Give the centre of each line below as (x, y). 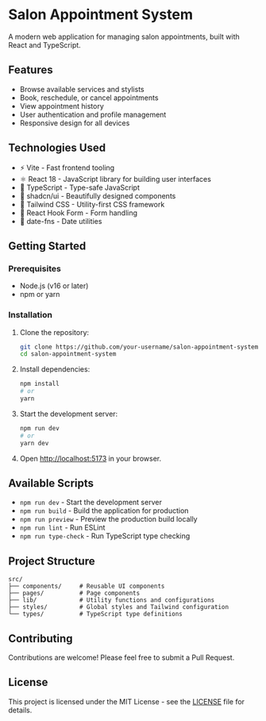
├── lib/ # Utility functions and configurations (112, 600)
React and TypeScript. (44, 44)
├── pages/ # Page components (74, 593)
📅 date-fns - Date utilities (61, 221)
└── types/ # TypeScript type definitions (95, 614)
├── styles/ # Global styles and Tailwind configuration (118, 607)
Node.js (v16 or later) (54, 286)
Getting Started (47, 246)
